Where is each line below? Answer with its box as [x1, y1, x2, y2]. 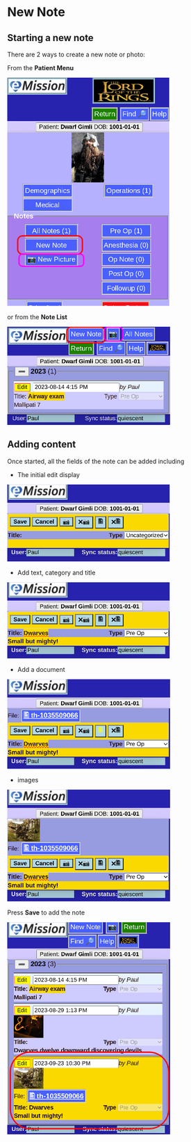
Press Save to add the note [7, 908, 85, 917]
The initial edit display [17, 470, 80, 478]
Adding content [7, 439, 76, 451]
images [17, 775, 39, 784]
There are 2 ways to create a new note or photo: [7, 50, 146, 58]
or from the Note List [7, 313, 67, 321]
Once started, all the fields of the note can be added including [7, 457, 185, 465]
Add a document [17, 665, 65, 673]
